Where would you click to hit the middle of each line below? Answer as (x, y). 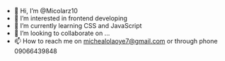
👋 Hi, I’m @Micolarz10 (46, 11)
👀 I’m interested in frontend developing (70, 18)
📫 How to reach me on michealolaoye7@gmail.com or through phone (116, 41)
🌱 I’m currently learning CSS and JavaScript (78, 26)
